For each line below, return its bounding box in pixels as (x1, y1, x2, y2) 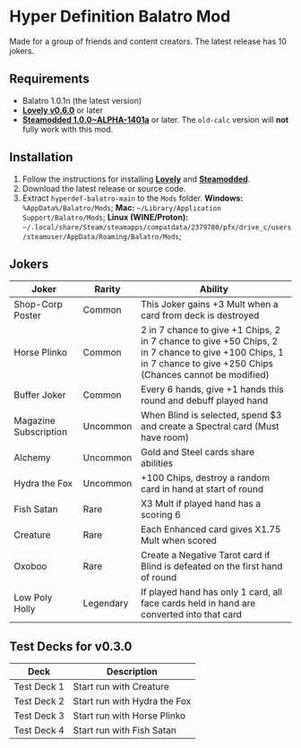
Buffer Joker (13, 389, 66, 401)
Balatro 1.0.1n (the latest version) (21, 95, 142, 106)
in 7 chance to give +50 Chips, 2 (140, 335, 279, 348)
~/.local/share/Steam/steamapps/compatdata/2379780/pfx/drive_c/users (21, 222, 292, 232)
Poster (13, 309, 42, 322)
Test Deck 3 (13, 709, 64, 722)
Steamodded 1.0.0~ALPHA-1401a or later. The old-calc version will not (21, 114, 289, 125)
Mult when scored (140, 535, 218, 547)
